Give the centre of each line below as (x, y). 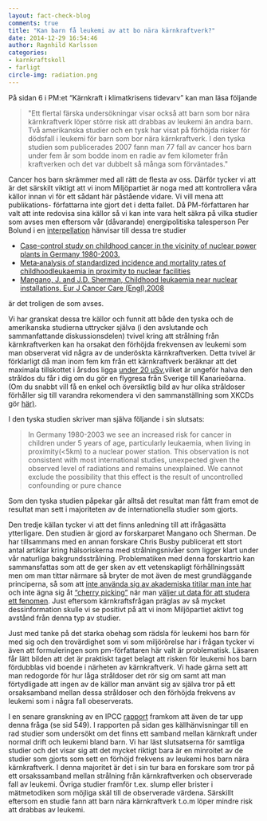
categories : (28, 53)
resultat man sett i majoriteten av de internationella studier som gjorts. (123, 509)
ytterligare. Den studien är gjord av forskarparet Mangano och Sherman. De (132, 533)
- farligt (25, 68)
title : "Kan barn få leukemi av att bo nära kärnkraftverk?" (112, 30)
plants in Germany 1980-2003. (70, 254)
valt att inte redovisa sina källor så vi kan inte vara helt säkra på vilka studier (133, 213)
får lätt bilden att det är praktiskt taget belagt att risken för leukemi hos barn (133, 658)
